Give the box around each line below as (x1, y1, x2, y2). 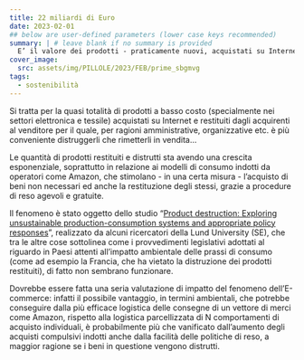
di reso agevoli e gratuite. (9, 190, 104, 201)
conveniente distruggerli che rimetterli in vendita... (9, 134, 197, 145)
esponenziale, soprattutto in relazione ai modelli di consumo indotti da (9, 161, 271, 172)
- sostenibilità (17, 81, 79, 90)
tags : (9, 72, 30, 81)
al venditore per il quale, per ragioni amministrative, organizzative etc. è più (9, 124, 290, 136)
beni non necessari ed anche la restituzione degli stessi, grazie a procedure (9, 180, 291, 191)
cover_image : (9, 55, 59, 64)
